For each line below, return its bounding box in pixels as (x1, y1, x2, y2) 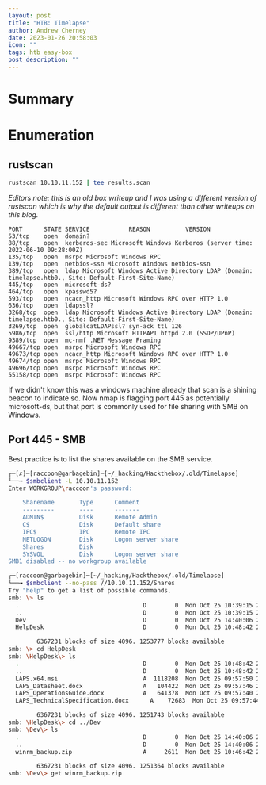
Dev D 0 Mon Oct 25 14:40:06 (15, 616, 253, 624)
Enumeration (8, 126, 95, 144)
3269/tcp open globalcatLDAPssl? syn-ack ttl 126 (8, 322, 182, 330)
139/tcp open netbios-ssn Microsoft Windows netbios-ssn (8, 259, 211, 268)
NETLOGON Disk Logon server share (22, 535, 179, 543)
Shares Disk (22, 542, 93, 551)
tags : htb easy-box (8, 48, 73, 56)
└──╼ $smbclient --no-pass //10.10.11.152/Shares (8, 580, 176, 588)
